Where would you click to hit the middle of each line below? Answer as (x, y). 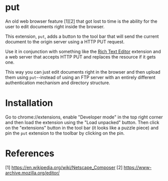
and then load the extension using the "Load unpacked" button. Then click (82, 122)
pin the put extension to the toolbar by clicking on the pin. (65, 133)
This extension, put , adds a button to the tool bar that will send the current (82, 36)
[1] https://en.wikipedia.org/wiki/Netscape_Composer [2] (64, 167)
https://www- (138, 167)
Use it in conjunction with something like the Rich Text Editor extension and (83, 51)
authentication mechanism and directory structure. (58, 83)
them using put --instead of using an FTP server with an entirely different (80, 77)
